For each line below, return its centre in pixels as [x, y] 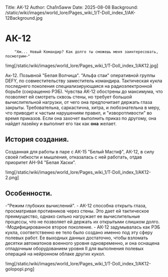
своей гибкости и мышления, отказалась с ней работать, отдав [74, 157]
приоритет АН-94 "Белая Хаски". [41, 162]
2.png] [12, 177]
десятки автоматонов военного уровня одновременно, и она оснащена [82, 243]
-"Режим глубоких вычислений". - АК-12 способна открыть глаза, [76, 205]
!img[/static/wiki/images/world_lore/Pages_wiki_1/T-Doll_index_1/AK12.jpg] [82, 66]
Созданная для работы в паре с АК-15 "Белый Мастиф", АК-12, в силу [80, 151]
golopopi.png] [20, 269]
